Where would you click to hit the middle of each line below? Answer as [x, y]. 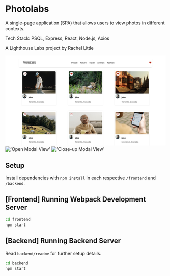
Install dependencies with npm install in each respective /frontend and [81, 178]
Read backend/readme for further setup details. [53, 253]
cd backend [17, 263]
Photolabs [27, 9]
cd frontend [18, 220]
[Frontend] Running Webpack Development [76, 199]
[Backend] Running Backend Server [63, 241]
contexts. [15, 28]
